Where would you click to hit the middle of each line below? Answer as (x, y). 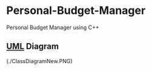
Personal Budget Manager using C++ (53, 27)
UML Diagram (33, 46)
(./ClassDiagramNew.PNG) (40, 61)
